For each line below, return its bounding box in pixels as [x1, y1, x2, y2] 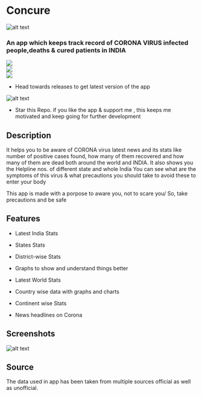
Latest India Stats [14, 229, 58, 237]
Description [6, 130, 51, 140]
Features [6, 214, 40, 224]
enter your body [6, 178, 46, 185]
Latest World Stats [14, 276, 62, 283]
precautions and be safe [6, 196, 67, 203]
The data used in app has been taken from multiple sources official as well [6, 378, 191, 385]
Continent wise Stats [14, 299, 67, 307]
